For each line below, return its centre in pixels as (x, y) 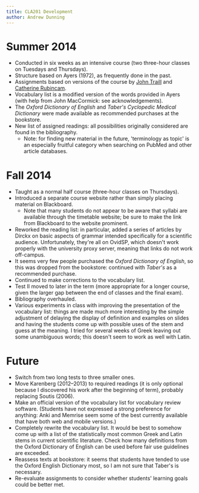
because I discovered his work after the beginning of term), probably (99, 390)
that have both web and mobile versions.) (66, 422)
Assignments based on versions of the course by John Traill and (94, 82)
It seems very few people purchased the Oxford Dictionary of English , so (104, 261)
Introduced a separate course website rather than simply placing (94, 198)
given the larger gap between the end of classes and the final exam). (99, 293)
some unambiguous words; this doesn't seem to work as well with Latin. (103, 337)
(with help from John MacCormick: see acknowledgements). (89, 101)
